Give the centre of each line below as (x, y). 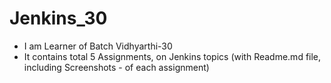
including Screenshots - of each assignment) (116, 67)
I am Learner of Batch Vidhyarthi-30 (98, 46)
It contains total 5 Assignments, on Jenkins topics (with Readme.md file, (172, 56)
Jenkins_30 (58, 18)
